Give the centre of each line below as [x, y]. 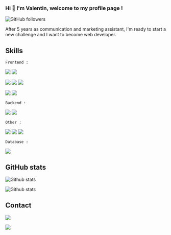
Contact [18, 206]
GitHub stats [26, 167]
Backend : [16, 103]
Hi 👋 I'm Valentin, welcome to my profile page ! [64, 8]
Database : [17, 142]
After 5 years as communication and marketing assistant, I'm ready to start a [86, 29]
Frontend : [17, 63]
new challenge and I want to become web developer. [61, 35]
